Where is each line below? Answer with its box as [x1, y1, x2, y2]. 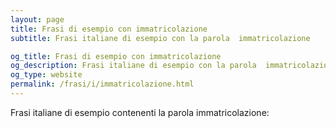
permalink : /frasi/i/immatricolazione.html [10, 79, 195, 90]
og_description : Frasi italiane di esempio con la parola [10, 61, 257, 71]
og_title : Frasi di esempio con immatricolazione [10, 51, 222, 61]
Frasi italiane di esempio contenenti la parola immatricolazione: [10, 106, 270, 118]
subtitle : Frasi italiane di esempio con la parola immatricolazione [10, 33, 311, 43]
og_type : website [10, 70, 83, 80]
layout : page [10, 14, 65, 25]
